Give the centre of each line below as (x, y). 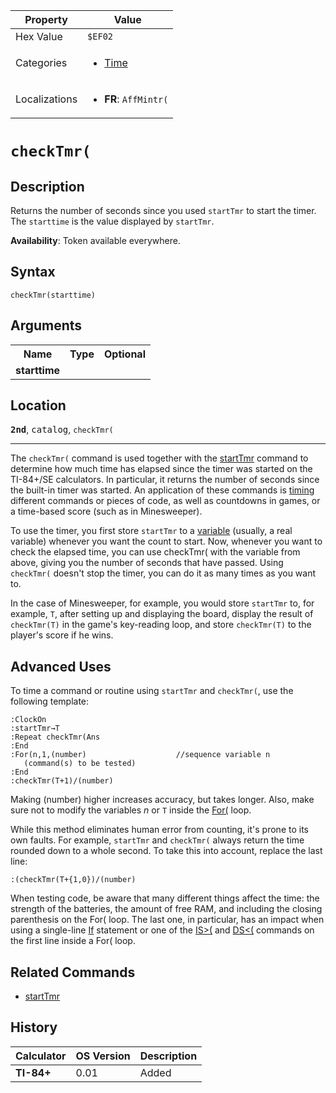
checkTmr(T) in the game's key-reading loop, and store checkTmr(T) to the (161, 625)
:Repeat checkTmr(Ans (55, 737)
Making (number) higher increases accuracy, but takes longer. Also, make (162, 800)
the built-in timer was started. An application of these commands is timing (162, 490)
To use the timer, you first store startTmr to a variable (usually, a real (151, 531)
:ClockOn (28, 720)
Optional (124, 354)
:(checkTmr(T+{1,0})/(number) (73, 880)
